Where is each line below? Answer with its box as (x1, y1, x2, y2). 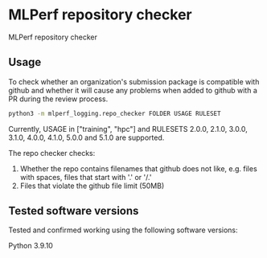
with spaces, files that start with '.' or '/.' (19, 172, 152, 182)
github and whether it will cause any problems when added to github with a (8, 85, 257, 95)
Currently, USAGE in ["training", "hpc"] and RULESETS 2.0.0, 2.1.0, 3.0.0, (8, 124, 248, 133)
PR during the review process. (8, 94, 109, 104)
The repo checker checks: (8, 148, 96, 158)
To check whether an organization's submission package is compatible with (8, 76, 260, 86)
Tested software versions (8, 204, 139, 218)
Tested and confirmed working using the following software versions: (8, 225, 239, 235)
